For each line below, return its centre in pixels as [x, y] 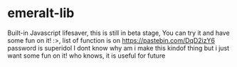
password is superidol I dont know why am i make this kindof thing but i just [118, 48]
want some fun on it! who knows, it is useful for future [86, 56]
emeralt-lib [41, 13]
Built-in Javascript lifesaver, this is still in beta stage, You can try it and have [118, 33]
